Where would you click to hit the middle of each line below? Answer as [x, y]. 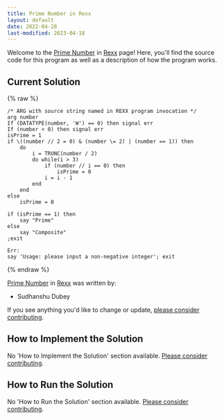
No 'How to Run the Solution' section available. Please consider [98, 401]
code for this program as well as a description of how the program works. [112, 60]
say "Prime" [37, 220]
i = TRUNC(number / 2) [65, 154]
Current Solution [44, 81]
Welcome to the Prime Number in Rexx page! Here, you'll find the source [111, 53]
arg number [23, 117]
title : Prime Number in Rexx [49, 14]
